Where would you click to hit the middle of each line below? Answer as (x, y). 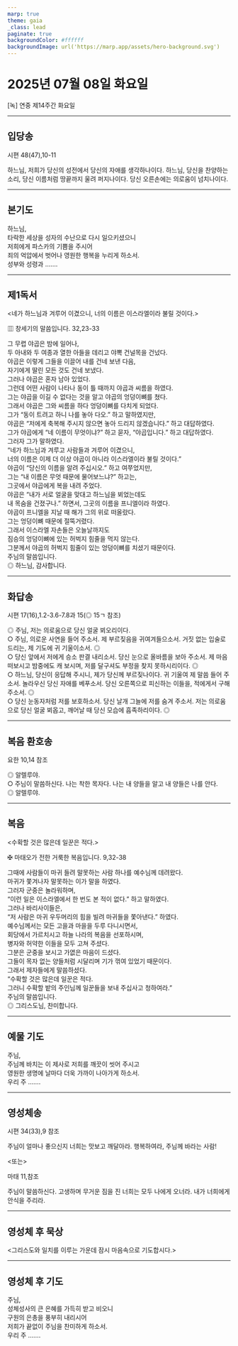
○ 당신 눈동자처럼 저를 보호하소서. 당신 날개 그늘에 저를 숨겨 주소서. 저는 (107, 701)
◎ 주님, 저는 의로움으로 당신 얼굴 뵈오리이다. (69, 630)
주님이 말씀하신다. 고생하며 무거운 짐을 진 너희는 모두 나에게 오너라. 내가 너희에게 (119, 1192)
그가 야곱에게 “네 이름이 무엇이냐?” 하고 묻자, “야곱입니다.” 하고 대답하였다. (110, 432)
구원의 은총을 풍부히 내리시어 (47, 1318)
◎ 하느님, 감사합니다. (37, 566)
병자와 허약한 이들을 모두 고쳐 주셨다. (58, 943)
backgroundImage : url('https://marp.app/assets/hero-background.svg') (114, 47)
